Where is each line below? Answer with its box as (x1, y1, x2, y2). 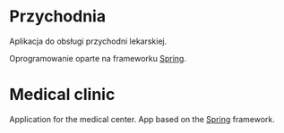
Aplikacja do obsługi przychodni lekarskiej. (9, 36, 168, 46)
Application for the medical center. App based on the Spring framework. (9, 113, 275, 124)
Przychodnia (9, 6, 106, 27)
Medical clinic (9, 85, 116, 104)
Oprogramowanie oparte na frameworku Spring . (9, 53, 186, 63)
